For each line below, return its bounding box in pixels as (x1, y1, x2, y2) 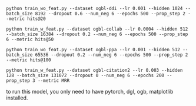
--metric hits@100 (6, 57, 51, 63)
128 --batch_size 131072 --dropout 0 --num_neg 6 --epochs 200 (6, 72, 165, 78)
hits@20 (27, 16, 46, 22)
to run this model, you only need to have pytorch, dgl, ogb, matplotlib (6, 88, 174, 95)
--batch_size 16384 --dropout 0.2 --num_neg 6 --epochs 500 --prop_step (6, 31, 188, 37)
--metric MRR (37, 78, 69, 84)
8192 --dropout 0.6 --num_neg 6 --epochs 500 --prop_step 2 (35, 11, 185, 16)
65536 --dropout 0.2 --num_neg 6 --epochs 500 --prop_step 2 (35, 52, 188, 58)
